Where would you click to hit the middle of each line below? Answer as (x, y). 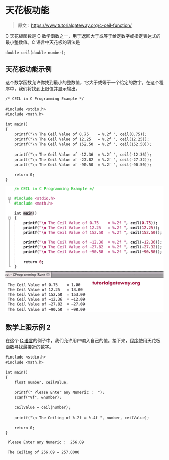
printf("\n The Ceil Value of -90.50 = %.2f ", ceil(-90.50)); (83, 165)
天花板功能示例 (28, 69)
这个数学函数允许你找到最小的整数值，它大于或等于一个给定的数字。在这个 (82, 82)
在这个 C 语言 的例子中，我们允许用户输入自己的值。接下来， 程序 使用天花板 (83, 340)
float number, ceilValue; (41, 382)
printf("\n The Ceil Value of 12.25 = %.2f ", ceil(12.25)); (82, 139)
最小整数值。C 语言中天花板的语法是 (43, 42)
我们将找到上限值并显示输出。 (49, 88)
